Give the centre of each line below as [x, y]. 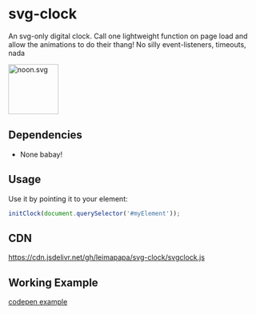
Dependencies [45, 135]
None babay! [41, 154]
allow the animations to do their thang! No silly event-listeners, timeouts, [127, 44]
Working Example [53, 282]
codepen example [38, 302]
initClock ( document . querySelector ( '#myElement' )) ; [94, 213]
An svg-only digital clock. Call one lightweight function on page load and [128, 36]
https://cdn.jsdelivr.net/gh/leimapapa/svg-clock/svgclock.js [107, 257]
